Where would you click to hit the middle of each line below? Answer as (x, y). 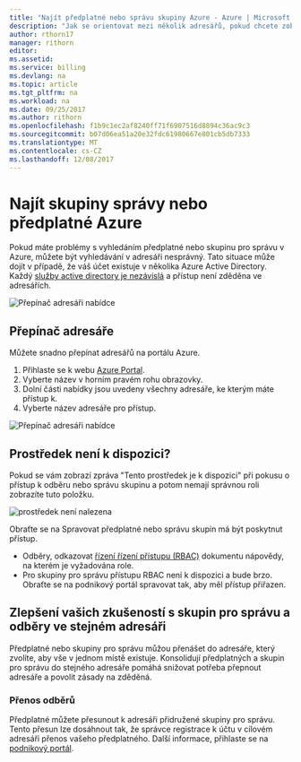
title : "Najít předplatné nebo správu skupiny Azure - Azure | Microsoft (150, 17)
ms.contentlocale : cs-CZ (56, 151)
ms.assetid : (31, 59)
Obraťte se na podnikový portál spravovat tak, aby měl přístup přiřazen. (154, 584)
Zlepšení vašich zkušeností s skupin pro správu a (150, 613)
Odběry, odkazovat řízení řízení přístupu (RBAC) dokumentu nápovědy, (153, 556)
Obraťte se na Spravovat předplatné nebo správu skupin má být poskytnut (146, 529)
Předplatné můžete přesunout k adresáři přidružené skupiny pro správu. (142, 720)
